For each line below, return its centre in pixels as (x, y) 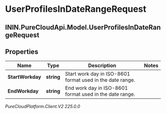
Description (102, 66)
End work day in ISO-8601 (97, 88)
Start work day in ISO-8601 (98, 74)
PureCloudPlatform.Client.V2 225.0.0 (43, 107)
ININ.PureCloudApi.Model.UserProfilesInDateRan (83, 27)
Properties (22, 52)
